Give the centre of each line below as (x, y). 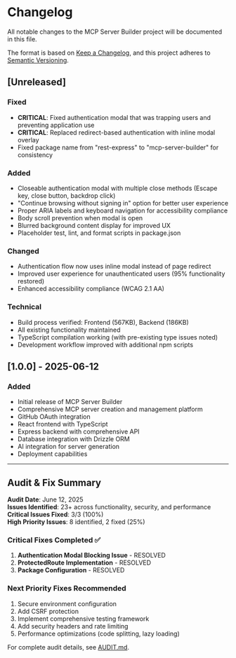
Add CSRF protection (48, 611)
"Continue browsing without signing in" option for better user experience (123, 203)
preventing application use (56, 125)
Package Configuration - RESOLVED (71, 570)
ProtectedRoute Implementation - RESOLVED (84, 563)
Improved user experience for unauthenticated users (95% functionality (121, 274)
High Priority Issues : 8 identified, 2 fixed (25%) (76, 522)
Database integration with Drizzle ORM (73, 439)
